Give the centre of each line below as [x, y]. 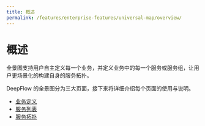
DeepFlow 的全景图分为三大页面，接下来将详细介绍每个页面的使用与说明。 [100, 89]
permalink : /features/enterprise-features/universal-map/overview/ [94, 18]
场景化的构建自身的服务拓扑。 [54, 76]
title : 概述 [20, 12]
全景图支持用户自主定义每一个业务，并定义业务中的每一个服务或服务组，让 [100, 68]
